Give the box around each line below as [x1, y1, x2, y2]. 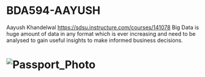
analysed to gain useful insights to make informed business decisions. [6, 36, 184, 44]
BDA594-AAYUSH [6, 4, 101, 18]
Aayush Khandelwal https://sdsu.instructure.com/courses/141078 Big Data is [6, 24, 199, 31]
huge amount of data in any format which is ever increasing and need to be [6, 30, 196, 37]
